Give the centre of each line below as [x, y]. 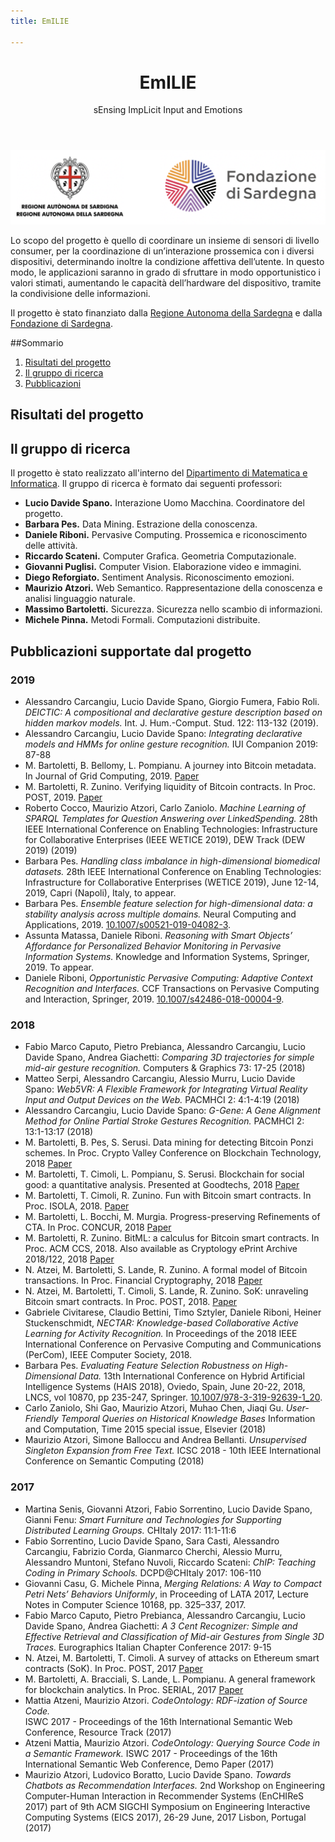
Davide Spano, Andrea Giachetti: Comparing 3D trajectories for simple [169, 1057]
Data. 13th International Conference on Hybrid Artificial [191, 1376]
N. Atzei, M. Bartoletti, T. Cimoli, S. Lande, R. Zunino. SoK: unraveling [166, 1291]
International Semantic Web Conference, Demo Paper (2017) [149, 1764]
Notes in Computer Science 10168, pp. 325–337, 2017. [135, 1604]
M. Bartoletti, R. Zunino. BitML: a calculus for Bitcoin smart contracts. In [172, 1238]
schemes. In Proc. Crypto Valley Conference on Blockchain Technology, [173, 1153]
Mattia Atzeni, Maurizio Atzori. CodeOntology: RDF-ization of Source [166, 1700]
